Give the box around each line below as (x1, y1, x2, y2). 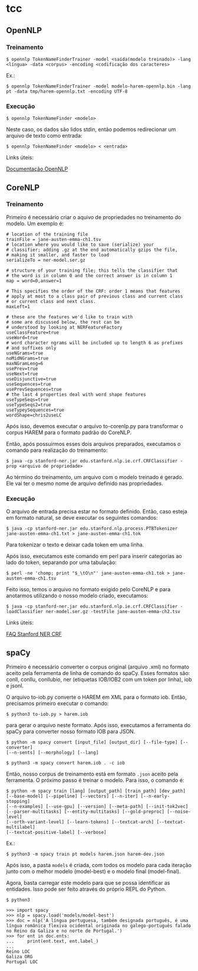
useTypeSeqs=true (6, 396, 49, 403)
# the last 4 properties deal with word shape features (6, 392, 146, 397)
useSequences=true (6, 381, 51, 387)
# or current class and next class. (6, 298, 96, 304)
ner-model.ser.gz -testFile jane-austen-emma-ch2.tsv (45, 609, 181, 615)
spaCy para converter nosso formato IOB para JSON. (6, 728, 136, 735)
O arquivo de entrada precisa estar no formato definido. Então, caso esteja (6, 508, 187, 515)
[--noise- (167, 809, 192, 814)
